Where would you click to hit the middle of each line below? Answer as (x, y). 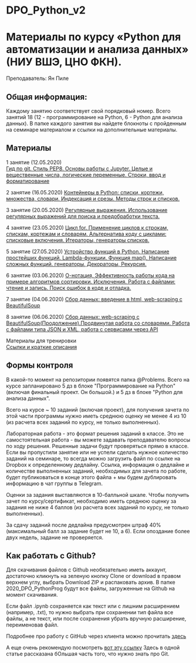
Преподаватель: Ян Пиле (38, 78)
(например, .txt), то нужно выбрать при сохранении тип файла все (90, 612)
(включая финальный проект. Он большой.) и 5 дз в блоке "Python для (94, 392)
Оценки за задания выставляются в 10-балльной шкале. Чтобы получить (98, 494)
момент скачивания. (32, 595)
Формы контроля (40, 366)
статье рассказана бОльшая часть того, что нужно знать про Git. (88, 654)
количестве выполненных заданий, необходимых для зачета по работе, (97, 471)
